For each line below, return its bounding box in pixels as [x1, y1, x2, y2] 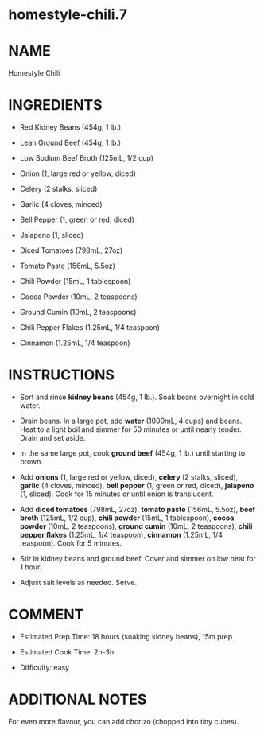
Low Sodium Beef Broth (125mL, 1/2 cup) [19, 153, 153, 163]
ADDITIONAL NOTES [8, 690, 147, 709]
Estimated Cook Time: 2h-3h [19, 647, 115, 657]
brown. [19, 457, 44, 466]
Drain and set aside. [19, 433, 86, 442]
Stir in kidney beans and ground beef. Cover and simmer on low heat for [19, 554, 257, 563]
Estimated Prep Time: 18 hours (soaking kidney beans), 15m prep [19, 631, 233, 641]
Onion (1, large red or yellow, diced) [19, 169, 137, 178]
